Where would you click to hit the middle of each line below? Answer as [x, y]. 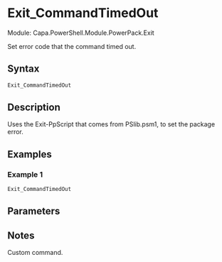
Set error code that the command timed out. [72, 46]
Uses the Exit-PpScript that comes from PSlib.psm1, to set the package [111, 124]
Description [34, 108]
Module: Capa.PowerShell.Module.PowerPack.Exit [81, 33]
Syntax [23, 69]
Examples [30, 154]
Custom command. [35, 253]
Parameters [34, 211]
